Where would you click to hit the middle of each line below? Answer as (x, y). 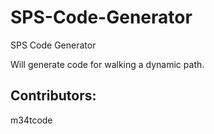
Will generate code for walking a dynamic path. (107, 64)
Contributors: (53, 96)
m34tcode (31, 120)
